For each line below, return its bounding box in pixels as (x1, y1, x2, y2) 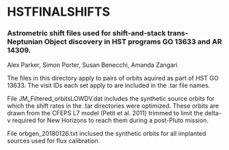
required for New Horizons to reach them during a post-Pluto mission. (12, 117, 208, 125)
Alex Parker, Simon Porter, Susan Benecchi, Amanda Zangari (7, 61, 178, 69)
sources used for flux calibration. (7, 137, 100, 145)
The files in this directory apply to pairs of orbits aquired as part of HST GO (7, 74, 219, 82)
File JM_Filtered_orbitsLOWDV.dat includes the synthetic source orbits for (7, 95, 215, 103)
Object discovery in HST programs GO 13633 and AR (44, 37, 222, 46)
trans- (167, 29, 189, 38)
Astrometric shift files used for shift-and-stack (7, 29, 166, 38)
